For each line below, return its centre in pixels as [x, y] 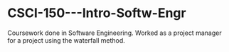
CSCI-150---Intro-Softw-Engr [97, 13]
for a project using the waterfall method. [66, 40]
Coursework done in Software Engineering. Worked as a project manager [114, 33]
